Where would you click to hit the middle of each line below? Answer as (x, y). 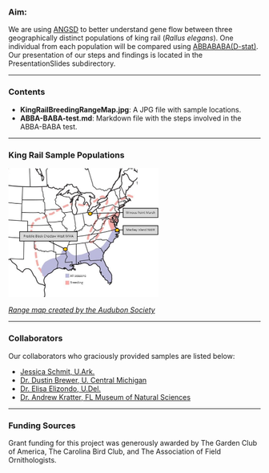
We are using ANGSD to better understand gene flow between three (120, 30)
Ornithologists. (33, 459)
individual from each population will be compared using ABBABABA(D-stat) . (133, 47)
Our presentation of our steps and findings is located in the (106, 55)
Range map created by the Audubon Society (82, 310)
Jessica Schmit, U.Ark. (57, 371)
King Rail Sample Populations (66, 155)
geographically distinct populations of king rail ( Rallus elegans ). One (121, 38)
